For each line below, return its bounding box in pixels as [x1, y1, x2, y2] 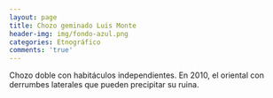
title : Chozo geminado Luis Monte [9, 21, 137, 30]
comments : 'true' [9, 46, 74, 55]
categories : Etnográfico [9, 37, 101, 47]
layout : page [9, 12, 58, 22]
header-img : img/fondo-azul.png [9, 29, 129, 38]
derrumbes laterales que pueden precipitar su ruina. [9, 79, 199, 90]
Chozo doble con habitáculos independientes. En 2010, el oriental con [9, 70, 264, 80]
